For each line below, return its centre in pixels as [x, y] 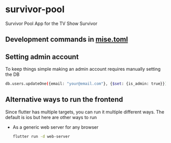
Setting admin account [42, 57]
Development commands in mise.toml [67, 39]
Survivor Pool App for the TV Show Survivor [51, 23]
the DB [12, 74]
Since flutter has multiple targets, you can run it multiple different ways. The [85, 112]
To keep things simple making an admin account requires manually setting [83, 69]
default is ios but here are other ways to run [51, 117]
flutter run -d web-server [41, 136]
